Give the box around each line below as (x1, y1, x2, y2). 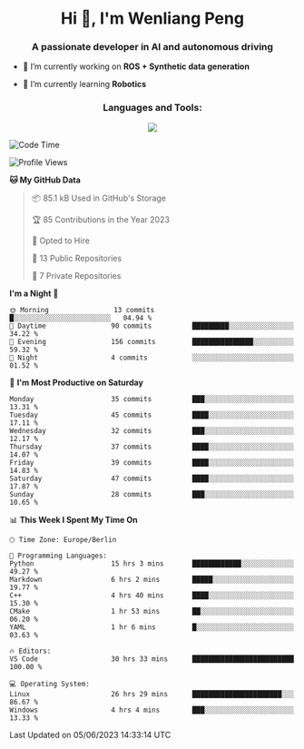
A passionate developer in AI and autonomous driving (31, 41, 274, 54)
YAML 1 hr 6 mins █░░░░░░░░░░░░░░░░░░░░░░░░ (9, 622, 295, 632)
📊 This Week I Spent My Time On (9, 514, 138, 525)
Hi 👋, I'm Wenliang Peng (60, 8, 245, 29)
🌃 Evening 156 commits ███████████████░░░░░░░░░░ (9, 337, 295, 346)
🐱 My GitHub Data (9, 174, 82, 185)
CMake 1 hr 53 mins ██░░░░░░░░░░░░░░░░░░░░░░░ (9, 606, 295, 616)
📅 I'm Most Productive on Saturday (9, 377, 143, 388)
